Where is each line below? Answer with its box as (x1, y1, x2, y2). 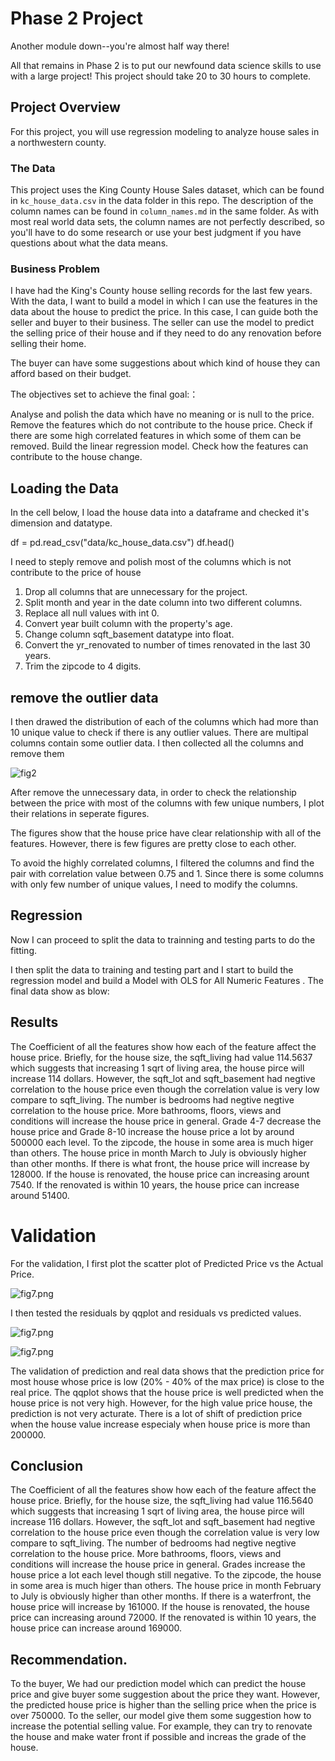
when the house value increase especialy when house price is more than (10, 1418, 311, 1430)
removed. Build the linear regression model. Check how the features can (10, 440, 309, 452)
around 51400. (10, 1189, 70, 1201)
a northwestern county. (10, 136, 107, 148)
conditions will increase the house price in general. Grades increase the (10, 1558, 306, 1571)
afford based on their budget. (10, 368, 132, 380)
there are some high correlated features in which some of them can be (10, 430, 302, 442)
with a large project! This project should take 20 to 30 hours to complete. (10, 70, 312, 82)
